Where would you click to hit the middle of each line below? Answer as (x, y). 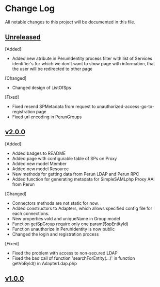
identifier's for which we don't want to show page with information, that (83, 63)
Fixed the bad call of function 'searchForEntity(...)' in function (73, 258)
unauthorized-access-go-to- (126, 106)
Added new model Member (39, 163)
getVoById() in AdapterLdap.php (44, 263)
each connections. (31, 213)
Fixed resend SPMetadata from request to (54, 106)
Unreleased (23, 37)
